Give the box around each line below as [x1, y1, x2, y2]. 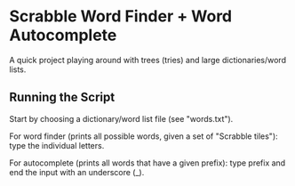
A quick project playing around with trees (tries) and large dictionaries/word [9, 54, 287, 65]
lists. [9, 64, 27, 75]
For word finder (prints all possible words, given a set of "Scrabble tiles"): [9, 131, 278, 142]
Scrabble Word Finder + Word [9, 6, 233, 27]
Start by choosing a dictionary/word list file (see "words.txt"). [9, 113, 234, 124]
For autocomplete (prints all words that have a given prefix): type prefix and [9, 158, 286, 168]
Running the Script [9, 90, 116, 105]
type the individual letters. [9, 140, 105, 150]
